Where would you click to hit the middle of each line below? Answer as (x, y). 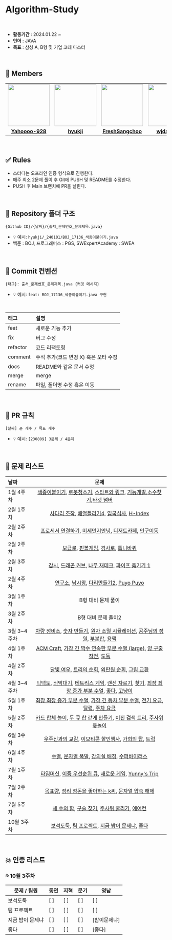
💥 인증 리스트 (25, 860)
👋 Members (24, 74)
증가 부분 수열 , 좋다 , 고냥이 (103, 691)
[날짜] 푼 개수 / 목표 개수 (30, 428)
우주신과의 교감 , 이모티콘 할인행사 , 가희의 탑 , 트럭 (100, 739)
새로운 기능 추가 (53, 329)
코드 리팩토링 (50, 348)
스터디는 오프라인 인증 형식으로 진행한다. (53, 173)
